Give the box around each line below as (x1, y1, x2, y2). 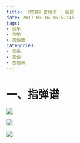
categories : (6, 43, 36, 49)
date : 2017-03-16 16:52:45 (6, 15, 75, 21)
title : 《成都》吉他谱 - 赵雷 (6, 8, 75, 15)
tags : (6, 20, 20, 26)
